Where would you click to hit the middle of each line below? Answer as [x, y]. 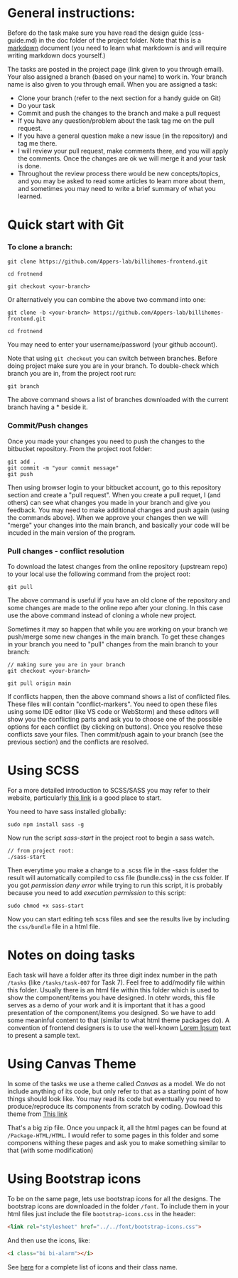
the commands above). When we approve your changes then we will [108, 517]
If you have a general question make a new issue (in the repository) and [122, 136]
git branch [23, 386]
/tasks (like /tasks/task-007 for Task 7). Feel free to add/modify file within [116, 982]
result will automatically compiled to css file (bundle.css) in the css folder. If [118, 877]
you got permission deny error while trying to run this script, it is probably [115, 885]
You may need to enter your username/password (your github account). [113, 345]
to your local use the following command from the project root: [99, 574]
